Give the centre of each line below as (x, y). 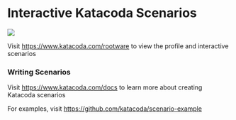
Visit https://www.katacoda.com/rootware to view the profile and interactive (118, 46)
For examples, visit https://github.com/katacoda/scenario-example (105, 109)
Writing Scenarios (39, 72)
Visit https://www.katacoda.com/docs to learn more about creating (105, 87)
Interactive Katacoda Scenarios (102, 13)
